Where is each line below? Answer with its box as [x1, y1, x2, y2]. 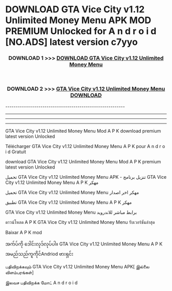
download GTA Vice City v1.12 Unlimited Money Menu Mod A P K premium [5, 158, 161, 164]
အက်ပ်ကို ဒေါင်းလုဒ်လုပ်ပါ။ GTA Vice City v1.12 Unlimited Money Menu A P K [5, 241, 163, 247]
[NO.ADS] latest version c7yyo [5, 36, 138, 48]
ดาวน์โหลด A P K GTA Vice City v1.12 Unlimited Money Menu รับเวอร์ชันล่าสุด [5, 219, 155, 225]
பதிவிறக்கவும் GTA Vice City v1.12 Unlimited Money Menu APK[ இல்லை [5, 263, 149, 269]
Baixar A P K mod [5, 229, 42, 235]
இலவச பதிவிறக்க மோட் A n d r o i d [5, 279, 78, 285]
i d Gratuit [5, 149, 27, 155]
